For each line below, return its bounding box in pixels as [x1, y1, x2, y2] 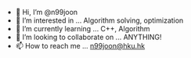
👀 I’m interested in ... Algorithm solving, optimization [15, 16, 184, 25]
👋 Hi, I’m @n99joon [15, 8, 78, 16]
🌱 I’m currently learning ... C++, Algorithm [15, 24, 150, 33]
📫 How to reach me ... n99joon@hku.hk [15, 42, 146, 50]
